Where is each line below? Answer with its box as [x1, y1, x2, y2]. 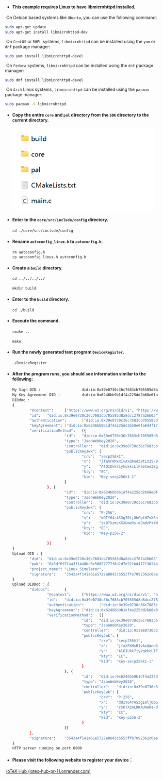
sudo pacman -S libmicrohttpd [5, 102, 66, 106]
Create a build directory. [12, 265, 63, 271]
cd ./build [12, 307, 34, 313]
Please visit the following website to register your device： [12, 757, 133, 762]
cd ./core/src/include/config [12, 228, 74, 233]
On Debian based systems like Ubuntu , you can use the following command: [6, 15, 157, 20]
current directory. [12, 117, 49, 123]
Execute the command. [12, 318, 60, 324]
